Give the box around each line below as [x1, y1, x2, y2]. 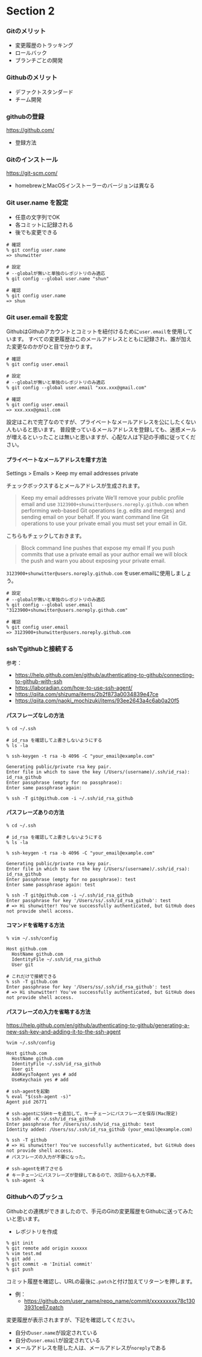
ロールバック [14, 49, 47, 57]
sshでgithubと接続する [6, 644, 74, 653]
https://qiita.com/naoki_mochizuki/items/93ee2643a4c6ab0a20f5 [14, 697, 180, 704]
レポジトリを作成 [14, 1228, 58, 1235]
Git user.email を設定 [6, 313, 68, 321]
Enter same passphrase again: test [6, 882, 96, 888]
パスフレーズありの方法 [6, 809, 65, 816]
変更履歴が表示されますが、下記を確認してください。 [6, 1316, 138, 1323]
